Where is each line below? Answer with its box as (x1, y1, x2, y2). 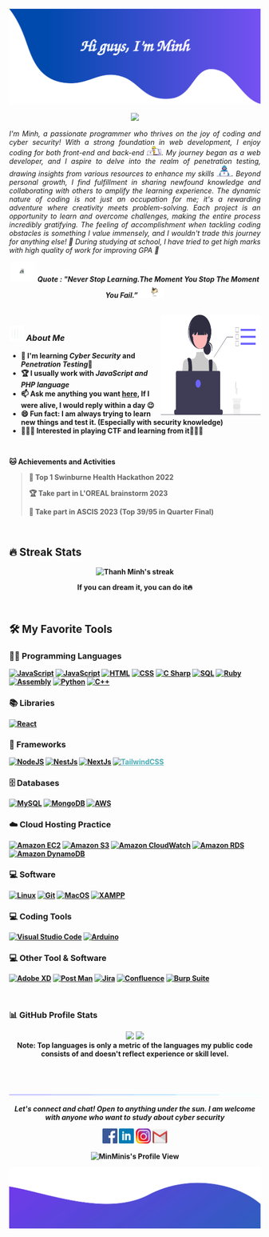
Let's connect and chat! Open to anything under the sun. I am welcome (14, 1103, 256, 1113)
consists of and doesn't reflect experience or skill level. (41, 1049, 229, 1059)
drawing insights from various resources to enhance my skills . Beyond (9, 169, 262, 178)
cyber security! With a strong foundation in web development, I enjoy (9, 138, 261, 147)
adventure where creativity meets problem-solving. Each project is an (9, 202, 261, 212)
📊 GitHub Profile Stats (9, 1010, 98, 1021)
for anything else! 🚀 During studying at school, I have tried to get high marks (9, 237, 261, 246)
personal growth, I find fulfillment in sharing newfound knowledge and (9, 177, 261, 186)
